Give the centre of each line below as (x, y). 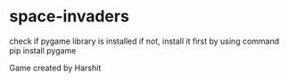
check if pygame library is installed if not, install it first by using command (144, 41)
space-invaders (69, 16)
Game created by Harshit (55, 68)
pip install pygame (43, 50)
